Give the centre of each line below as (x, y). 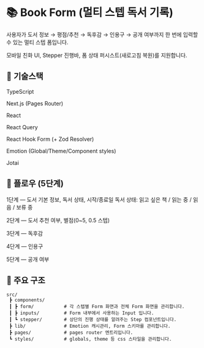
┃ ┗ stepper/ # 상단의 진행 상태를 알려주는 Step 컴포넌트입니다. (93, 320)
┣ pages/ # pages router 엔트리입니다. (71, 333)
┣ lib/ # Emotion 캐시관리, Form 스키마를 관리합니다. (90, 326)
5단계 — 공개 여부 (28, 259)
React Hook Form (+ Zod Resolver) (50, 139)
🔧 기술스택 (25, 76)
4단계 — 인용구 (25, 246)
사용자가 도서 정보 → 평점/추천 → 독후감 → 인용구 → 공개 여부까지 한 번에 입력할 (102, 34)
